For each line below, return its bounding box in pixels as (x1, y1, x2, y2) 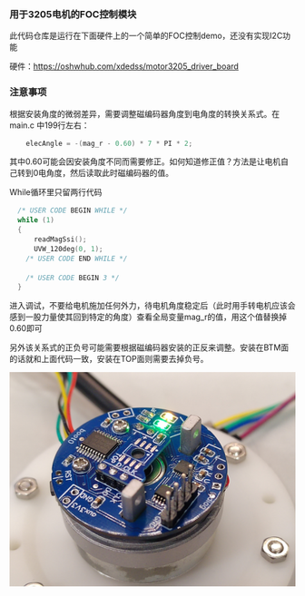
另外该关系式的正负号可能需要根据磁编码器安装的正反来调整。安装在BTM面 (9, 342, 290, 353)
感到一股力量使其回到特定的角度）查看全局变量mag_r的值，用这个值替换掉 (9, 311, 288, 323)
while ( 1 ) (17, 216, 54, 225)
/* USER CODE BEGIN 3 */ (25, 273, 120, 282)
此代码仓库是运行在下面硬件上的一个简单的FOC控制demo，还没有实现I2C (9, 30, 283, 42)
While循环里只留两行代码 (9, 187, 103, 198)
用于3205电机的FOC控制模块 (9, 7, 137, 20)
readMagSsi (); (33, 235, 88, 244)
